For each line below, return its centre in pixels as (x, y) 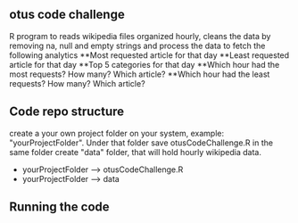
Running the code (59, 207)
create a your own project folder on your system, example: (117, 133)
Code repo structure (67, 112)
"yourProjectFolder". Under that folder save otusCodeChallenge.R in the (141, 143)
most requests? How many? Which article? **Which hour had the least (140, 74)
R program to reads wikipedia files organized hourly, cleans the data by (140, 36)
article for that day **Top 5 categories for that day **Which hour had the (145, 64)
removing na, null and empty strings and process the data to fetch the (137, 45)
